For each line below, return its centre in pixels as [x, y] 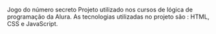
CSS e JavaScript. [32, 24]
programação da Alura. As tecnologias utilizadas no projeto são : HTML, [108, 17]
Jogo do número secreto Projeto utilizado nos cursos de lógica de [100, 10]
